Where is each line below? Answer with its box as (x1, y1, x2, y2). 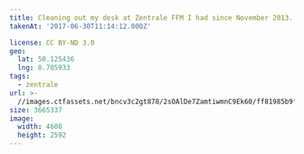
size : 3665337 (9, 105, 63, 114)
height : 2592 (17, 130, 67, 140)
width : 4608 (17, 122, 63, 131)
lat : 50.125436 (17, 55, 75, 64)
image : (9, 114, 34, 123)
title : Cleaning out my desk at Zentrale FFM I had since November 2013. (9, 13, 294, 23)
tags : (9, 72, 30, 82)
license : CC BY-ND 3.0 (9, 38, 95, 47)
